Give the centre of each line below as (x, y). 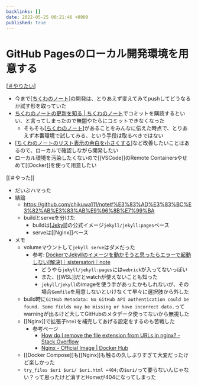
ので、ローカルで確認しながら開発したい (69, 150)
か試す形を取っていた (40, 106)
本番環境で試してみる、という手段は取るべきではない (99, 136)
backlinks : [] (24, 12)
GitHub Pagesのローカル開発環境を (92, 54)
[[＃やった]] (20, 178)
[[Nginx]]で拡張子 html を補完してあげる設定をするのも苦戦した (99, 321)
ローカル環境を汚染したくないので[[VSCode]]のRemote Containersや (98, 158)
